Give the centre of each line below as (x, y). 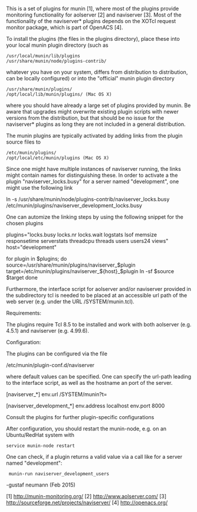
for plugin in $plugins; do (37, 259)
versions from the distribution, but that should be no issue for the (85, 118)
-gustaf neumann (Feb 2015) (41, 485)
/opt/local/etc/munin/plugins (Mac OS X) (58, 158)
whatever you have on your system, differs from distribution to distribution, (97, 72)
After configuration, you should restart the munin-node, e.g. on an (86, 429)
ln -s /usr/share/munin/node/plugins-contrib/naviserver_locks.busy (88, 199)
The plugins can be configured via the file (57, 354)
